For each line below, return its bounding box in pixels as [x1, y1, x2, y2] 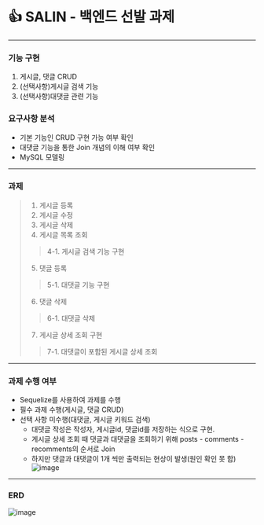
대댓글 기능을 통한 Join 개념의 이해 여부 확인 [19, 142, 156, 152]
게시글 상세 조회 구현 [38, 330, 103, 340]
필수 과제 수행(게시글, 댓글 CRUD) [19, 405, 124, 414]
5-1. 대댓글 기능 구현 [46, 280, 110, 289]
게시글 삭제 [38, 220, 73, 229]
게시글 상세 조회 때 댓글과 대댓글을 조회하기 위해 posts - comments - [31, 435, 244, 444]
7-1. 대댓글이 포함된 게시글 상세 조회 [46, 347, 158, 356]
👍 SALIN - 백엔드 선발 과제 [8, 8, 175, 26]
